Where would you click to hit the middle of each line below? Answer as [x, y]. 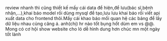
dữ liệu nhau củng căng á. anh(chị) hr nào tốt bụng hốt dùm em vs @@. [80, 23]
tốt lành [13, 34]
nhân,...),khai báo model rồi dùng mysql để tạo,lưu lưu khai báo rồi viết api [83, 13]
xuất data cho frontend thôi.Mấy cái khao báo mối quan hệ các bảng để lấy [84, 18]
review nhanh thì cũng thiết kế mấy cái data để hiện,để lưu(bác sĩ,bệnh [79, 8]
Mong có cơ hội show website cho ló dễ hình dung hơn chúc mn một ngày [83, 29]
